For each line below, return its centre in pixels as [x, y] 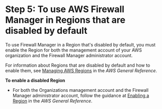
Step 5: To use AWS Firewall [65, 9]
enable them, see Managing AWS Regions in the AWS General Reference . [81, 70]
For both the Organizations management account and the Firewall [80, 90]
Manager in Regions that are [65, 20]
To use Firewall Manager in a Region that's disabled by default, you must [80, 44]
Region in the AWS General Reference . [52, 101]
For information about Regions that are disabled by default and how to [78, 65]
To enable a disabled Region [35, 80]
